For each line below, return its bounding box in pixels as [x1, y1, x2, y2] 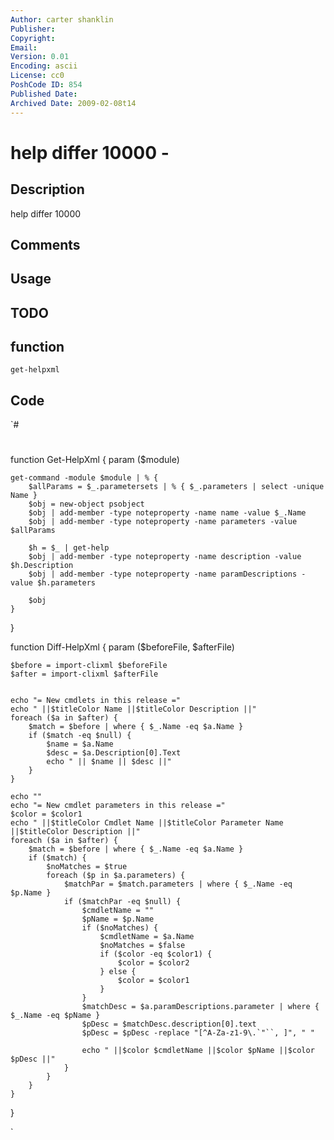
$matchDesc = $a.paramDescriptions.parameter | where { [81, 1002, 320, 1012]
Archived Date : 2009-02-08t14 [10, 98, 137, 108]
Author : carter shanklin [10, 14, 114, 25]
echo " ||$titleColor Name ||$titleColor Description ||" [10, 704, 257, 715]
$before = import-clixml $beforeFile [10, 661, 168, 671]
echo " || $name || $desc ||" [46, 757, 172, 767]
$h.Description [10, 561, 74, 571]
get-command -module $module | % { [10, 473, 159, 483]
